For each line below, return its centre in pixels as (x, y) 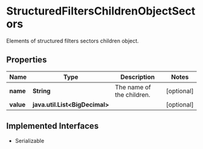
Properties (27, 60)
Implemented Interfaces (53, 126)
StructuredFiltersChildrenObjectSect (101, 11)
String (41, 91)
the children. (133, 94)
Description (138, 77)
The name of (133, 87)
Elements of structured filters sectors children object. (72, 41)
